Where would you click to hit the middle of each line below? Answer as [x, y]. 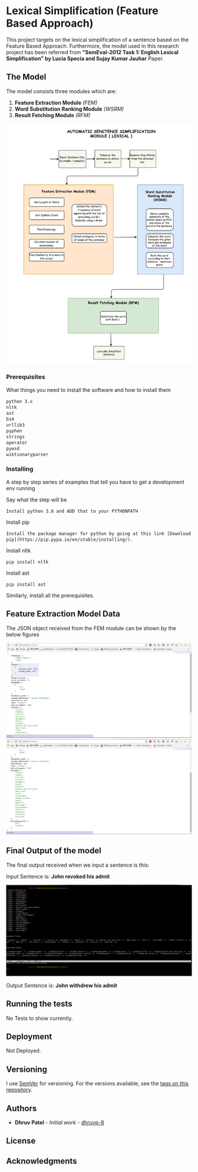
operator [17, 443]
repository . [19, 1090]
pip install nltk [27, 562]
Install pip [18, 522]
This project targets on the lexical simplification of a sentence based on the [98, 39]
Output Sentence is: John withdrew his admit [62, 985]
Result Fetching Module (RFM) [52, 115]
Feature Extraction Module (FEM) [56, 103]
